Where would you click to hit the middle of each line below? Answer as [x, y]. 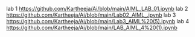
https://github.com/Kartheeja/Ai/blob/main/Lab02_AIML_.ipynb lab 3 [91, 15]
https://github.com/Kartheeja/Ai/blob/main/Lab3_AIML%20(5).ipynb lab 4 [97, 21]
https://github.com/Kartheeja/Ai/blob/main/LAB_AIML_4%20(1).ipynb [92, 27]
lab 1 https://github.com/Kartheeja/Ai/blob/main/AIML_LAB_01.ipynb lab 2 [97, 9]
